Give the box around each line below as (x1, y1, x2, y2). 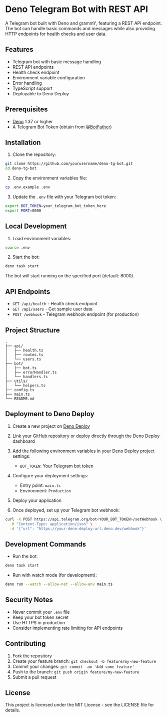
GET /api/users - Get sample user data (12, 306, 93, 312)
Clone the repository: (12, 151, 56, 157)
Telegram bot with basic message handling (12, 59, 101, 65)
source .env (5, 245, 30, 250)
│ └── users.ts (5, 356, 41, 362)
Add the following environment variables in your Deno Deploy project (12, 448, 155, 454)
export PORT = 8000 (5, 208, 41, 213)
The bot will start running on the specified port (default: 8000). (5, 273, 135, 279)
